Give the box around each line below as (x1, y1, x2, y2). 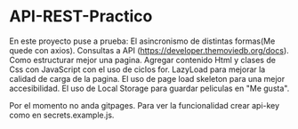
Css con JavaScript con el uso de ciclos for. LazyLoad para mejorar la (9, 64, 266, 75)
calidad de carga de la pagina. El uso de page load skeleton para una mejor (9, 73, 286, 84)
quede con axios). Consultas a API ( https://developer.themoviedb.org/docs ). (9, 44, 289, 55)
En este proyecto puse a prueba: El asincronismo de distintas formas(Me (9, 36, 276, 46)
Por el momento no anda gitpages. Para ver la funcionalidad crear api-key (9, 100, 280, 110)
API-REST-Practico (9, 6, 153, 27)
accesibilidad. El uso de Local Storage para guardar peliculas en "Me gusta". (9, 83, 290, 93)
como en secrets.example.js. (9, 109, 115, 120)
